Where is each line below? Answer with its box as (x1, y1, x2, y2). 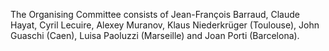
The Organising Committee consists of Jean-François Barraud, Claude (10, 9, 300, 20)
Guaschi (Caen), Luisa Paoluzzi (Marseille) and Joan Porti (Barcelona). (10, 30, 300, 41)
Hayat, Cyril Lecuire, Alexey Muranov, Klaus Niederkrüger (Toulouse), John (10, 19, 320, 31)
